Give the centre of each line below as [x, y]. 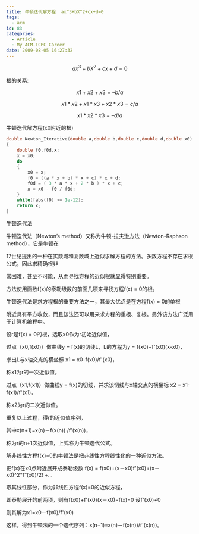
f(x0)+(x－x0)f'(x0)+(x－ [130, 468]
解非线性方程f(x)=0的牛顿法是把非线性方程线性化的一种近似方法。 [87, 455]
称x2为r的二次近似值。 [34, 405]
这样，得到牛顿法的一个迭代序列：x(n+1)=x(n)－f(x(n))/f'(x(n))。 [84, 525]
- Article [23, 39]
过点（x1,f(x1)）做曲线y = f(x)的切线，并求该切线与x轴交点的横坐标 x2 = [94, 385]
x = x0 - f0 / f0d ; [52, 189]
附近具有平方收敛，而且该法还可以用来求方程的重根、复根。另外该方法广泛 [97, 314]
